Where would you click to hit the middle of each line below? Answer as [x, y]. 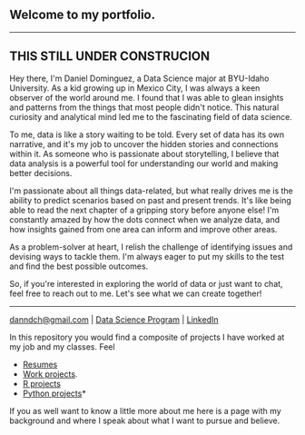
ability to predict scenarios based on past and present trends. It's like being [151, 200]
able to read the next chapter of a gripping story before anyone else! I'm [144, 210]
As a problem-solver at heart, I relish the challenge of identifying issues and [151, 247]
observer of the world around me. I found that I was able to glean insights [147, 97]
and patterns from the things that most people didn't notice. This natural [144, 107]
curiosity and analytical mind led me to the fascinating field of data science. [151, 116]
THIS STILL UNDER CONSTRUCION [110, 57]
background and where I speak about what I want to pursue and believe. [145, 420]
